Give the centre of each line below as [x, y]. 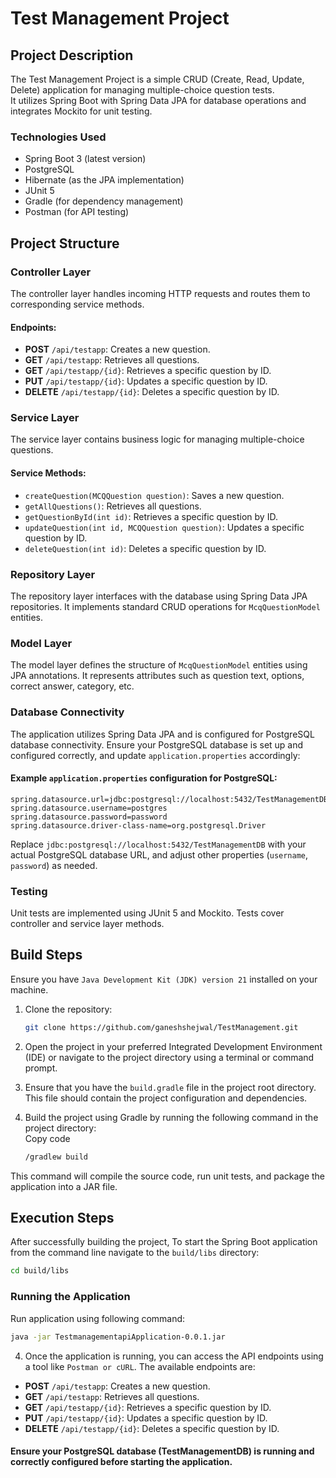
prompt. [41, 1068]
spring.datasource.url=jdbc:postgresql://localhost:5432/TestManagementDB [169, 799]
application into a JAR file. [64, 1186]
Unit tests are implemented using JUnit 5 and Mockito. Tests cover [147, 913]
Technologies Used [58, 137]
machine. [29, 989]
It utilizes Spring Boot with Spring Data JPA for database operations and [158, 100]
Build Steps [46, 955]
